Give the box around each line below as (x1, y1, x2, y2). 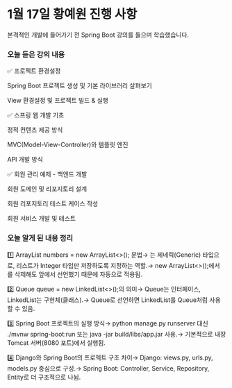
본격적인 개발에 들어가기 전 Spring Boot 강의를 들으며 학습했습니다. (7, 31, 190, 39)
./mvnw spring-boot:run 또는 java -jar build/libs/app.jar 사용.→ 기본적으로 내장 (7, 330, 226, 338)
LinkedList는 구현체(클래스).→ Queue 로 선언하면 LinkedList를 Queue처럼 (7, 296, 208, 304)
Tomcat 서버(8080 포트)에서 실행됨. (7, 338, 106, 347)
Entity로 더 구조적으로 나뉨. (7, 373, 81, 381)
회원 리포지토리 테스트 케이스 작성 (7, 199, 99, 208)
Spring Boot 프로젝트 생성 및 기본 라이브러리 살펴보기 (7, 81, 153, 90)
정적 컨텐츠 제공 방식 (7, 126, 63, 134)
